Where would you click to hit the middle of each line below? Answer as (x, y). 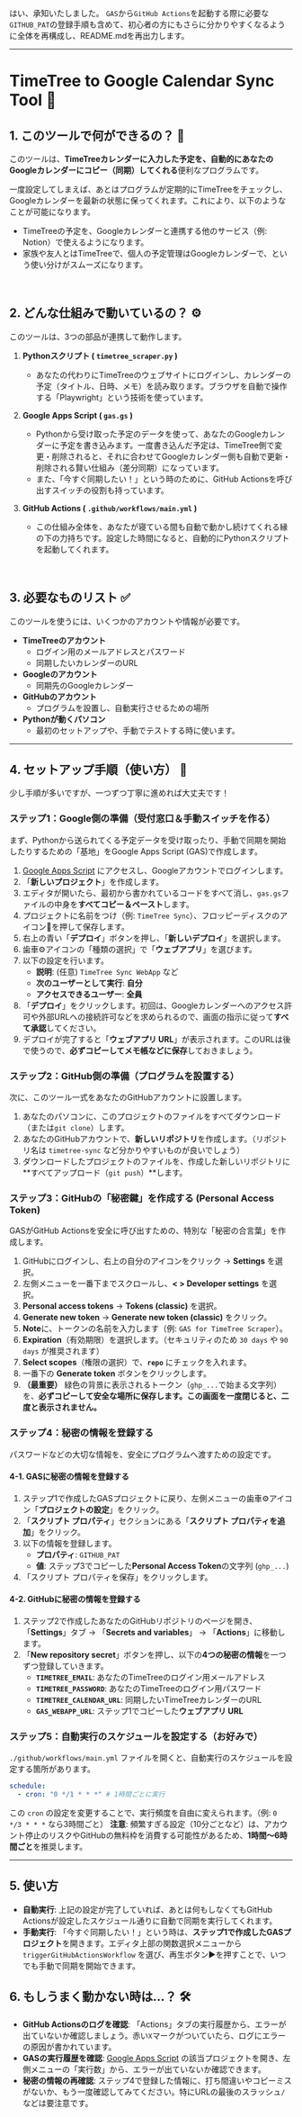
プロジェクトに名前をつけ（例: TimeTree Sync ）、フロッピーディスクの (151, 915)
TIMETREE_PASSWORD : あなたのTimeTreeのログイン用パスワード (149, 1689)
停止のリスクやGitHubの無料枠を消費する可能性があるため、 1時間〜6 (152, 1835)
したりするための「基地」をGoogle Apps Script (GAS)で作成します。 (136, 851)
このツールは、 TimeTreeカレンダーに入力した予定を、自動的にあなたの (142, 159)
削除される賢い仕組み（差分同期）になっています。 (130, 467)
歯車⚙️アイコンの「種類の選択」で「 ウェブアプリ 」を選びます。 (140, 949)
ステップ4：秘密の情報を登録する (82, 1433)
